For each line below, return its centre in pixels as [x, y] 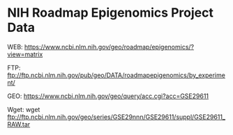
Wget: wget [24, 109]
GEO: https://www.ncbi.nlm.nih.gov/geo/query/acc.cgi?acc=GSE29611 [108, 96]
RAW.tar [19, 124]
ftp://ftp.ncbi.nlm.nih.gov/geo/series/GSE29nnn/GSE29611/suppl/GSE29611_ [116, 117]
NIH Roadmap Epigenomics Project [111, 13]
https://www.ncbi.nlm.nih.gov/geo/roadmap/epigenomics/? [109, 47]
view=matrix [25, 54]
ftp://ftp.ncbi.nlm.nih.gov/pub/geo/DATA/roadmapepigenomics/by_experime [116, 75]
